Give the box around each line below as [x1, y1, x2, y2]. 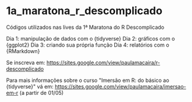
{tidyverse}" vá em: [6, 83, 54, 90]
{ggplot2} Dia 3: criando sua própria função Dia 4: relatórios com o [6, 41, 169, 48]
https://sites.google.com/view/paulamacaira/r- [46, 59, 161, 66]
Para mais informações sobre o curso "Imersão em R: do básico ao [6, 77, 169, 84]
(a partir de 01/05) [20, 89, 64, 96]
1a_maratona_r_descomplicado [6, 4, 163, 18]
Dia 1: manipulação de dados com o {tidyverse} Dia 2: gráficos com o [6, 35, 175, 42]
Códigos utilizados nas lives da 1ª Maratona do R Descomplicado [6, 24, 165, 31]
